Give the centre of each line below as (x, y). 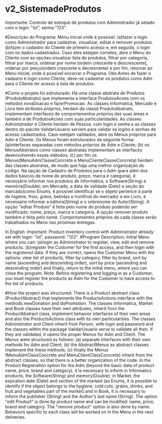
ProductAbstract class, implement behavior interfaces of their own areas (78, 313)
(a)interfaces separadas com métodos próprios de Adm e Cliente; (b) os (77, 145)
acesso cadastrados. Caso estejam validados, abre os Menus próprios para (81, 134)
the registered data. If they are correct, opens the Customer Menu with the (80, 252)
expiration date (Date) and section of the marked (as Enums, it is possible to (81, 381)
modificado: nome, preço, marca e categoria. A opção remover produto (77, 212)
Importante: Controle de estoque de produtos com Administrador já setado (80, 22)
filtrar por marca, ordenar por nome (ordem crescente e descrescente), (76, 63)
